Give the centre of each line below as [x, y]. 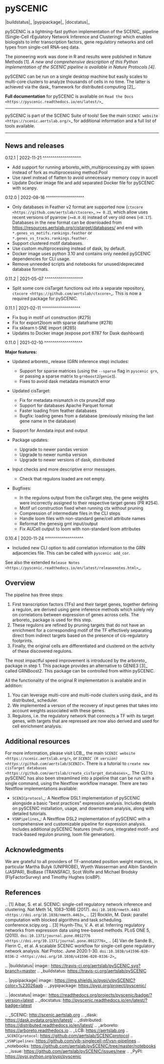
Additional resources [38, 741]
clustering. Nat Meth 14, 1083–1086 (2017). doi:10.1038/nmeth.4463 [72, 909]
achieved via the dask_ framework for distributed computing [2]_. [71, 87]
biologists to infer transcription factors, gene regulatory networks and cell [79, 42]
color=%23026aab [24, 986]
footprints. [22, 640]
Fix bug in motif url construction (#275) [51, 317]
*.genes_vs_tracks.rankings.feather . [50, 238]
